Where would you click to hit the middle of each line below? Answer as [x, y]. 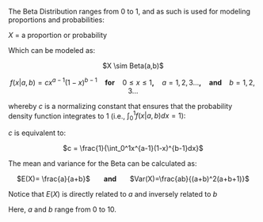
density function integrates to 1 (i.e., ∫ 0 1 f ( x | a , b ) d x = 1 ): [97, 116]
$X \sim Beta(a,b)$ [133, 66]
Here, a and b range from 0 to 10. [63, 209]
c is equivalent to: [37, 133]
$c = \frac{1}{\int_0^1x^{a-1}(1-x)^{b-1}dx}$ [133, 149]
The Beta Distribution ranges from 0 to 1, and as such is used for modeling [130, 11]
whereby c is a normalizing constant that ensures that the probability [120, 106]
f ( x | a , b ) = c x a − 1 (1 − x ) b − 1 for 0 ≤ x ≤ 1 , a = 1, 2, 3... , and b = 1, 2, [133, 82]
